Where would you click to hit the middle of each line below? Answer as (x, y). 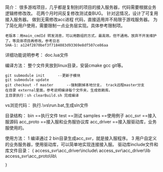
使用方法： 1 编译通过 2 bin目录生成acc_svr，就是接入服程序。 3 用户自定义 (81, 138)
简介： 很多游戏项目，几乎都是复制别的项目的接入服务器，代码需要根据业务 (81, 7)
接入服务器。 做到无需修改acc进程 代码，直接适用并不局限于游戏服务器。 (79, 19)
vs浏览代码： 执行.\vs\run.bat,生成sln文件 (47, 105)
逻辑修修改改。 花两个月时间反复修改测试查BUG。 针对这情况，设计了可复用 (81, 13)
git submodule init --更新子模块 (43, 75)
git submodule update (27, 80)
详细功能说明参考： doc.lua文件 (37, 55)
